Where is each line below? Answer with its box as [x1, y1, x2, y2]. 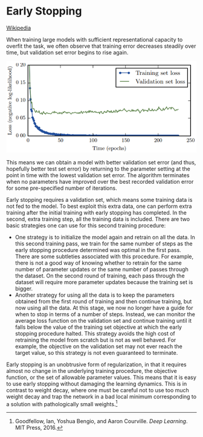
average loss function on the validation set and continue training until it [14, 317, 192, 324]
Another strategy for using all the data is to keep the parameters [14, 291, 175, 299]
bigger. [14, 285, 33, 292]
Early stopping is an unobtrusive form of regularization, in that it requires [6, 361, 187, 368]
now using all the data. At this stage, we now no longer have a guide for [14, 304, 193, 311]
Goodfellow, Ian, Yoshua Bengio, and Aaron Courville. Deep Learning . [14, 418, 188, 425]
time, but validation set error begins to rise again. [6, 48, 129, 56]
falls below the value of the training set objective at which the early [14, 323, 182, 331]
